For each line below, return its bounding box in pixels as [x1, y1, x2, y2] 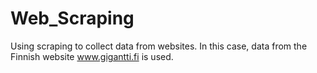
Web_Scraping [10, 7, 135, 30]
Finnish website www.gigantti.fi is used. [10, 50, 174, 62]
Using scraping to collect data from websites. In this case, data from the [10, 40, 308, 52]
